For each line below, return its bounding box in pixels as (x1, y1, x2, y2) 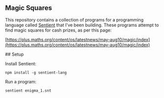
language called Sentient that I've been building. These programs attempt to (5, 22, 159, 28)
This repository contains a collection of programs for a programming (5, 17, 144, 22)
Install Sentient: (5, 60, 37, 66)
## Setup (5, 51, 24, 57)
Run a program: (5, 78, 37, 84)
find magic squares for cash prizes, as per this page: (5, 27, 112, 33)
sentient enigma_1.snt (5, 88, 52, 93)
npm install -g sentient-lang (5, 70, 67, 75)
